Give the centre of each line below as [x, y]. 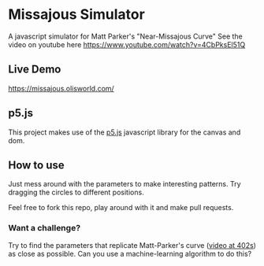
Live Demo [35, 70]
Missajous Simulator [77, 15]
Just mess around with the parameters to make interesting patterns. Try [125, 184]
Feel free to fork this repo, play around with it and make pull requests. [121, 208]
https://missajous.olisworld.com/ [61, 88]
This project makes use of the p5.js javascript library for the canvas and [125, 132]
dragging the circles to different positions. [76, 192]
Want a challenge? [45, 228]
